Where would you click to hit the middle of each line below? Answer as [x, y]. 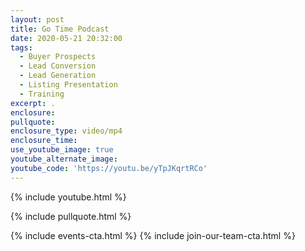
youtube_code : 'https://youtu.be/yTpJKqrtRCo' [109, 168]
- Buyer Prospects [58, 57]
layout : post [37, 19]
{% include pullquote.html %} [71, 216]
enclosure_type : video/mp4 [66, 131]
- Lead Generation [58, 76]
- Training [42, 94]
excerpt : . [33, 103]
